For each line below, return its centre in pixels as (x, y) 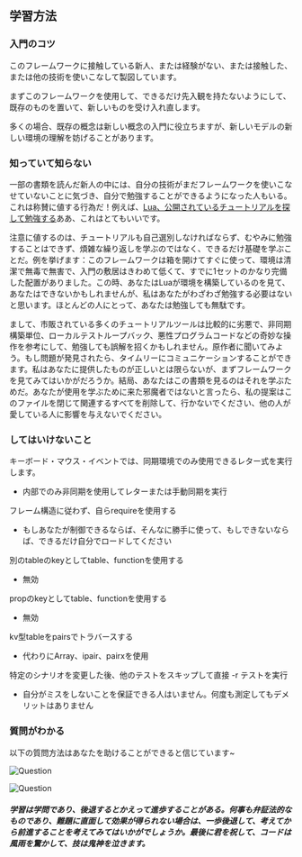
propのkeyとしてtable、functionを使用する (89, 598)
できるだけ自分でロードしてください (105, 541)
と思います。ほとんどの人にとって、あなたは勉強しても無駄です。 (129, 305)
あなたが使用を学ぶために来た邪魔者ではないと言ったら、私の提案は (159, 391)
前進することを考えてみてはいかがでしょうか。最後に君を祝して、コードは (154, 833)
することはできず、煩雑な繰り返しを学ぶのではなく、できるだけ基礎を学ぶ (147, 248)
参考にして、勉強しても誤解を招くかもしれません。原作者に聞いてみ (150, 346)
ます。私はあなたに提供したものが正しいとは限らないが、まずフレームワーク (151, 369)
